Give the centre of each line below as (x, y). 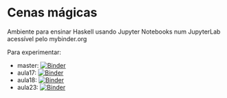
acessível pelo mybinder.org (47, 38)
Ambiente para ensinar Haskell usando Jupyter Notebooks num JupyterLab (114, 32)
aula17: (26, 73)
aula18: (27, 79)
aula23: (28, 87)
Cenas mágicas (52, 13)
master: (28, 65)
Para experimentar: (34, 52)
